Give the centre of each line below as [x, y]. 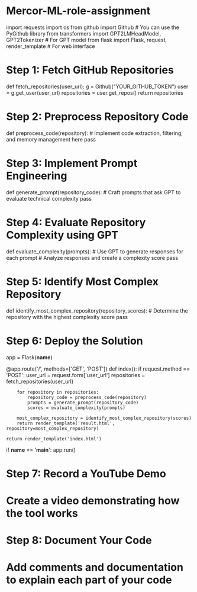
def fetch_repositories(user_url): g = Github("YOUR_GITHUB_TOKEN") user [97, 86]
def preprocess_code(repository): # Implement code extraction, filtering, [95, 133]
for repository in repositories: [58, 392]
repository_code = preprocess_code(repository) [87, 397]
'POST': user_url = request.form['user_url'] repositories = [76, 375]
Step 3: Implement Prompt [72, 163]
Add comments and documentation [95, 567]
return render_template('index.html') [54, 439]
